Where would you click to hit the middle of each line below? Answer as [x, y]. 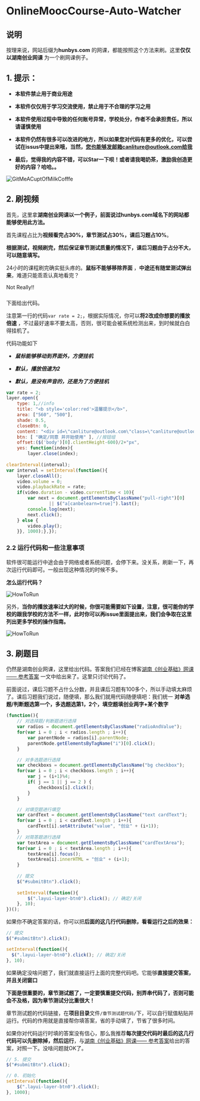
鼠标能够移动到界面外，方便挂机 [54, 356]
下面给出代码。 [24, 302]
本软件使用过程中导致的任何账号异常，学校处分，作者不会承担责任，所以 [103, 119]
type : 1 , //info [36, 404]
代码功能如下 [22, 343]
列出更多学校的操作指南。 [37, 621]
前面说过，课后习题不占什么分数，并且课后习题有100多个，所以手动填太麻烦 [99, 689]
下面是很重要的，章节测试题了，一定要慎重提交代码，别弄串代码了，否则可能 [100, 993]
